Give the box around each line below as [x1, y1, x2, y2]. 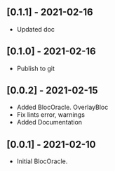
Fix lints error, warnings [16, 110, 86, 119]
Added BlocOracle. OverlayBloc [16, 103, 109, 112]
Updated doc [16, 25, 55, 33]
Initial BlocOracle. [16, 157, 68, 165]
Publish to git [16, 64, 55, 72]
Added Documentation [16, 118, 82, 127]
